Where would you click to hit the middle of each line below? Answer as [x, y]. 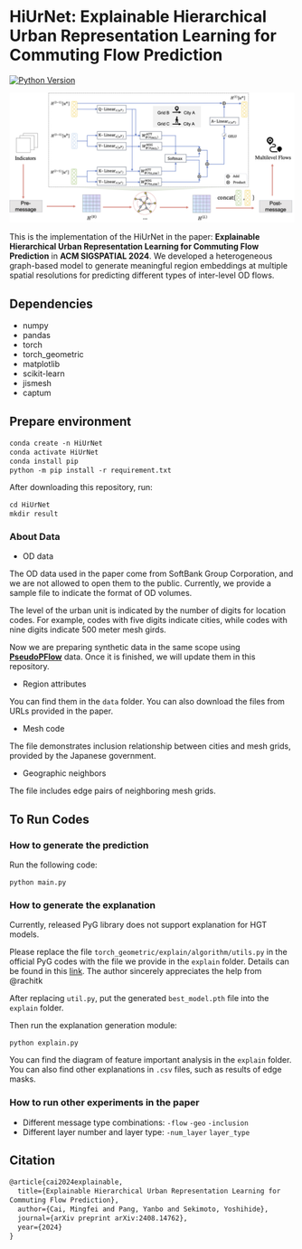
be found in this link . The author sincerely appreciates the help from [136, 971]
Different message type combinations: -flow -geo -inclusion [135, 1122]
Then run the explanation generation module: [94, 1026]
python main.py [38, 882]
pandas [37, 336]
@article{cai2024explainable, [66, 1182]
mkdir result [34, 514]
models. [24, 934]
